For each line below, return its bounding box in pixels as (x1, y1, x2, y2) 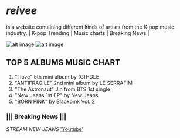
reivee (6, 4, 38, 17)
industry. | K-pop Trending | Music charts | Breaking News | (6, 29, 150, 36)
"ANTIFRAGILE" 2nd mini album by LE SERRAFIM (14, 79, 133, 86)
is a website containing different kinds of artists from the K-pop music (6, 23, 175, 30)
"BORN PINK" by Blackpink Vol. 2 (14, 98, 96, 105)
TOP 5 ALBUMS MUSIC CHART (6, 58, 121, 68)
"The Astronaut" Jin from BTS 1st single (14, 86, 110, 93)
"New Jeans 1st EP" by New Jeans (14, 91, 99, 98)
